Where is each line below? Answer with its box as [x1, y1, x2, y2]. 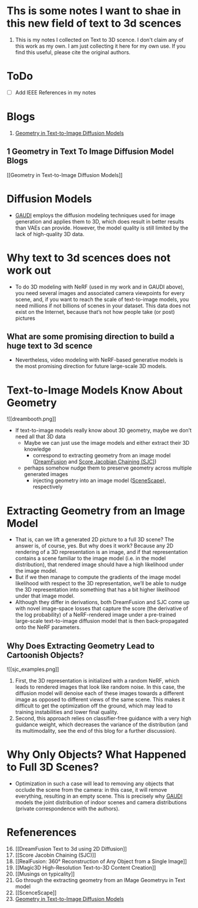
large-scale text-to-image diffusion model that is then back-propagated [15, 618, 189, 625]
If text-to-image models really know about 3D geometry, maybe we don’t [15, 427, 192, 434]
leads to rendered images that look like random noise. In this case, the [15, 683, 186, 691]
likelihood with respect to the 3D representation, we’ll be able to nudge [15, 580, 187, 587]
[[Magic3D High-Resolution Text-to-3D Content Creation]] [15, 864, 156, 871]
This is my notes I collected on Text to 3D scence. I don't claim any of [15, 36, 184, 43]
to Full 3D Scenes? [6, 761, 99, 774]
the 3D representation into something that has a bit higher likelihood [15, 586, 180, 594]
